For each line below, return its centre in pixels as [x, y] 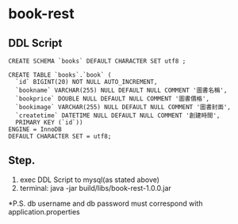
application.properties [44, 211]
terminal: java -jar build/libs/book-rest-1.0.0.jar [96, 188]
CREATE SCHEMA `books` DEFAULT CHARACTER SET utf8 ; [97, 61]
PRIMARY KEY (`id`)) [49, 123]
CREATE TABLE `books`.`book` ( [60, 75]
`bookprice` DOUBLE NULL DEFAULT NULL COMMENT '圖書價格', [113, 99]
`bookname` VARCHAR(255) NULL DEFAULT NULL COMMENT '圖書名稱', [121, 90]
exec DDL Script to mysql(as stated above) [90, 180]
